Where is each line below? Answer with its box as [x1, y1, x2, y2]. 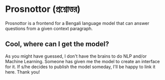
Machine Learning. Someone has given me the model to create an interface [5, 58, 160, 64]
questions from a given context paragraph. [5, 25, 93, 31]
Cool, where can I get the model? [5, 40, 109, 48]
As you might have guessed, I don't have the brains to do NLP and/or [5, 53, 147, 59]
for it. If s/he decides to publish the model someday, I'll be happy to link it [5, 64, 156, 70]
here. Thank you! [5, 69, 40, 75]
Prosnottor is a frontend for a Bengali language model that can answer [5, 20, 150, 26]
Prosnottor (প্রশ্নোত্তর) [5, 3, 81, 15]
